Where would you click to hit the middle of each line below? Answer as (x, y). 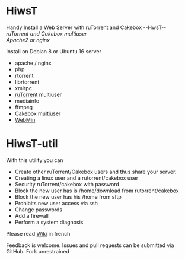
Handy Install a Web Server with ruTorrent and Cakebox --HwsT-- (86, 27)
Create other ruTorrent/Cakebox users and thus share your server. (95, 172)
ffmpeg (24, 107)
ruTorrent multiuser (38, 94)
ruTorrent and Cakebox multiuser (47, 33)
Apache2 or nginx (28, 40)
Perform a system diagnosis (49, 222)
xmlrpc (23, 88)
